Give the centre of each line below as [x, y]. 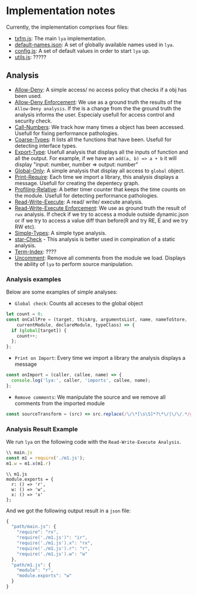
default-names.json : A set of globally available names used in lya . [94, 45]
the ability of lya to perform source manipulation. [74, 264]
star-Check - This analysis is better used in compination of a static [95, 239]
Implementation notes [61, 11]
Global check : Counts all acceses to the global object [79, 304]
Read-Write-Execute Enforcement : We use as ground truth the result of [100, 208]
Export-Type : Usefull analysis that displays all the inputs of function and [101, 152]
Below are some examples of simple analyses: [62, 292]
